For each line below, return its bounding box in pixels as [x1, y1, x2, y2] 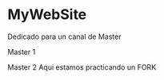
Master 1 [7, 47, 36, 56]
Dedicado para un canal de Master [7, 32, 122, 41]
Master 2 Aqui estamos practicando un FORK [7, 62, 157, 72]
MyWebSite [7, 6, 87, 24]
